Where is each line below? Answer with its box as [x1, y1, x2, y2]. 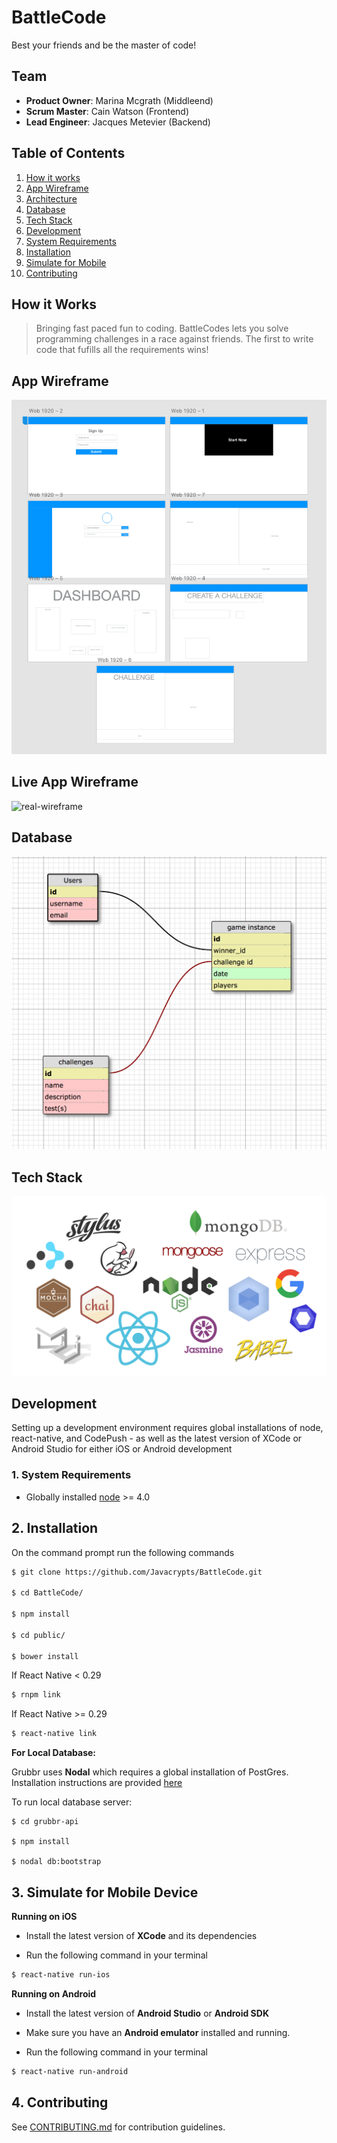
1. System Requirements [11, 1468, 132, 1482]
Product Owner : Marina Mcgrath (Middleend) [25, 94, 214, 106]
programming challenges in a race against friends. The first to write [35, 333, 314, 345]
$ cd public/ [11, 1630, 66, 1640]
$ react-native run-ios [11, 1969, 111, 1980]
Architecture [25, 192, 78, 205]
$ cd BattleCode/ [11, 1588, 84, 1598]
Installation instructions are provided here [11, 1777, 183, 1789]
